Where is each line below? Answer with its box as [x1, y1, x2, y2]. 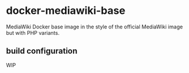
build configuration [6, 46, 78, 56]
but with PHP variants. [6, 29, 60, 36]
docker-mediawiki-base [6, 4, 126, 17]
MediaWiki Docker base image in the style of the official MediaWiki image [6, 23, 183, 30]
